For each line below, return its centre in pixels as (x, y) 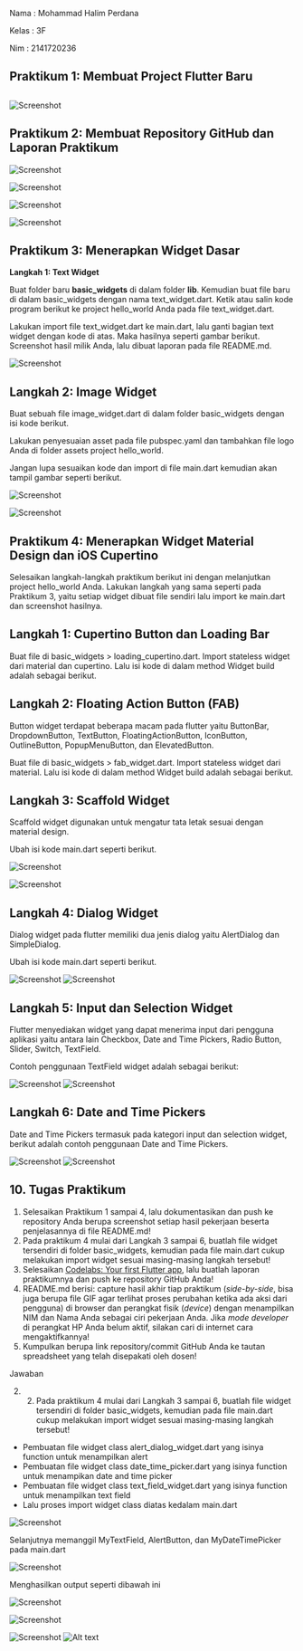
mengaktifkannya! (56, 1336)
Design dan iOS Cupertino (84, 555)
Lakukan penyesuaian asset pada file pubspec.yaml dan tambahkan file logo (152, 441)
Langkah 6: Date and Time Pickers (108, 1112)
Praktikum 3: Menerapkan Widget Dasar (125, 250)
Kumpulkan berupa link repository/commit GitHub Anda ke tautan (143, 1346)
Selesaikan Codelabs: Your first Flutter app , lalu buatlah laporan (141, 1269)
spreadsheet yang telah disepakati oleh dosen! (109, 1356)
